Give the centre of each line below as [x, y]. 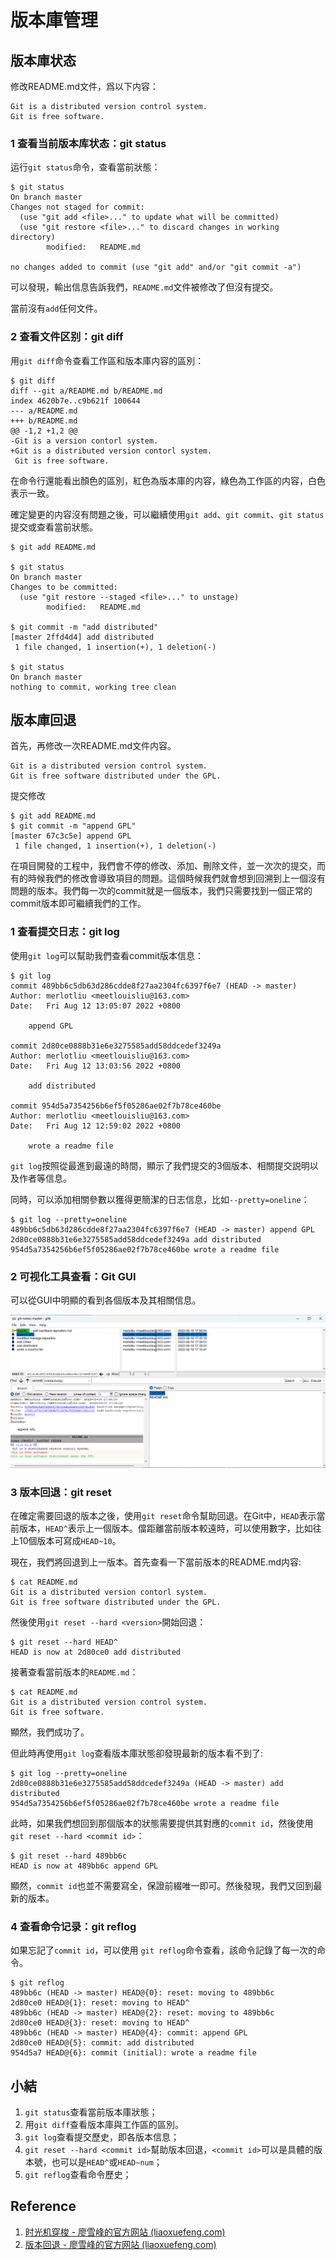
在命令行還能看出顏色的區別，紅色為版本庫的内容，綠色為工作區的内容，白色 [168, 480]
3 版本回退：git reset [61, 1492]
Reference [43, 2206]
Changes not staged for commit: [77, 207]
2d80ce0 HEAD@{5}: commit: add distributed [102, 2043]
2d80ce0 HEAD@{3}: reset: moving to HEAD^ [100, 2023]
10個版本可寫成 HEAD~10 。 [70, 1540]
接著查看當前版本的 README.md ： [74, 1672]
